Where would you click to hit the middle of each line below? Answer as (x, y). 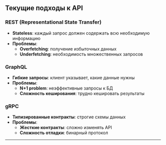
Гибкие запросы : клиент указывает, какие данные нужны (73, 77)
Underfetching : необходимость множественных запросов (81, 54)
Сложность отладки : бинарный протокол (64, 133)
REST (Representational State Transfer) (53, 22)
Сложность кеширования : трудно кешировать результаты (82, 93)
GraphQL (16, 67)
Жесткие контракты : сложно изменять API (66, 128)
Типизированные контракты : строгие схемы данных (69, 117)
